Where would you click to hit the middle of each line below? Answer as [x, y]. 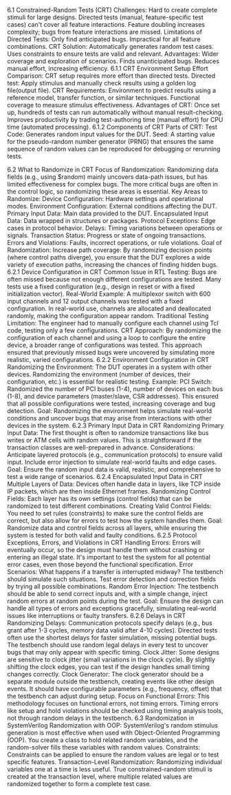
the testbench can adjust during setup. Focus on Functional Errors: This [108, 696]
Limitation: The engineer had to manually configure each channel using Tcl [113, 323]
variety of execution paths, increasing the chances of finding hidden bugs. [113, 265]
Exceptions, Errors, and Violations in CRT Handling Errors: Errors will [104, 542]
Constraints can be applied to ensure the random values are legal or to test [113, 754]
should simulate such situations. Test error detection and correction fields [112, 579]
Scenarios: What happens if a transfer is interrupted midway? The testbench [115, 572]
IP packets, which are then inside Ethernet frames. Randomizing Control [109, 491]
